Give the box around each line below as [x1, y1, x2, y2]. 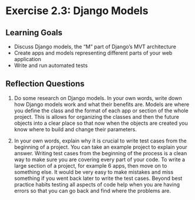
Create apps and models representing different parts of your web [14, 49, 173, 56]
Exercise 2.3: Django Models [5, 4, 148, 18]
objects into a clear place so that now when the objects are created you [14, 119, 188, 126]
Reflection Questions [5, 79, 85, 89]
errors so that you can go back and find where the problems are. [14, 187, 171, 194]
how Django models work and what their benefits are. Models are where [14, 101, 190, 108]
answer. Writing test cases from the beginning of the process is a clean [14, 149, 187, 156]
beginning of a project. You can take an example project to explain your [14, 143, 187, 151]
